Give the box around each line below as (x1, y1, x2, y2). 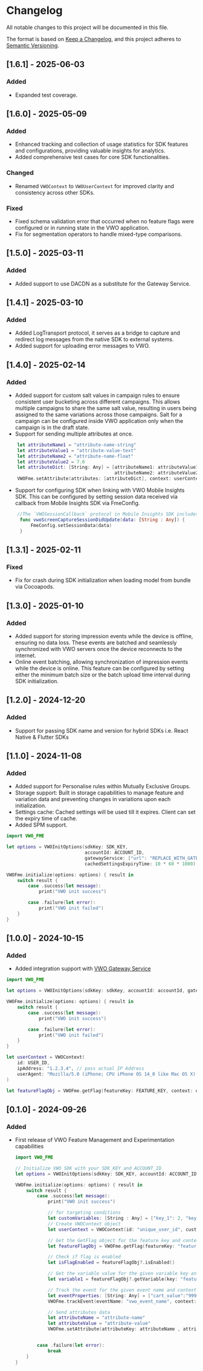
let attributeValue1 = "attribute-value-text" (17, 447, 137, 454)
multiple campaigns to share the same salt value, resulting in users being (14, 404, 197, 411)
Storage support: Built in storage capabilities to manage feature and (14, 789, 184, 796)
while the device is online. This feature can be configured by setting (14, 664, 184, 672)
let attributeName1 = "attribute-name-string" (17, 442, 137, 448)
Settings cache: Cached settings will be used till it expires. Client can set (14, 808, 196, 816)
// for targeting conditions (47, 1209, 121, 1216)
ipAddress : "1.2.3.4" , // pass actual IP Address (17, 1065, 145, 1072)
